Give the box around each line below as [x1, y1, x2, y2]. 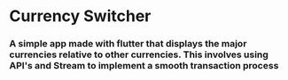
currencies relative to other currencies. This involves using [9, 48, 269, 61]
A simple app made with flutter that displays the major [9, 38, 247, 50]
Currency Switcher [9, 6, 152, 26]
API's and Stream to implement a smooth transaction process [9, 60, 279, 72]
